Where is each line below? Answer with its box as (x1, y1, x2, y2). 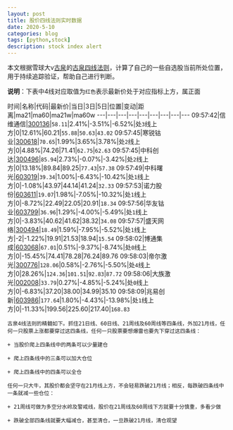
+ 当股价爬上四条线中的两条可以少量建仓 (7, 341, 108, 348)
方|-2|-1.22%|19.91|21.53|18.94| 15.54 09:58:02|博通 (7, 234, 157, 242)
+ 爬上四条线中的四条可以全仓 (7, 369, 82, 376)
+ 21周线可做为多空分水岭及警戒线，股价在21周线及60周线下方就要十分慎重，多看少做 (7, 403, 222, 410)
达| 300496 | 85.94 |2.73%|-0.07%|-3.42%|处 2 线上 (7, 155, 149, 163)
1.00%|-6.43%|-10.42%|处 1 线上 (57, 173, 150, 180)
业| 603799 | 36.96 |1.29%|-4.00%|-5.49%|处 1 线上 (7, 208, 148, 216)
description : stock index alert (7, 43, 102, 50)
